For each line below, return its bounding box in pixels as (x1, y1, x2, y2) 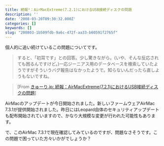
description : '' (5, 12, 38, 17)
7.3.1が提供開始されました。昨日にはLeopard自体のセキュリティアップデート (5, 107, 160, 112)
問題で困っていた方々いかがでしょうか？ (9, 136, 92, 141)
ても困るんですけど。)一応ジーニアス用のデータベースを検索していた (17, 61, 154, 67)
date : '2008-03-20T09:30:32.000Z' (5, 16, 76, 21)
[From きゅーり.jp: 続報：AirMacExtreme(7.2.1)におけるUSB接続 (17, 84, 146, 89)
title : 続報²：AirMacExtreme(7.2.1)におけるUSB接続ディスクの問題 (5, 7, 132, 12)
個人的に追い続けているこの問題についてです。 (5, 44, 100, 50)
